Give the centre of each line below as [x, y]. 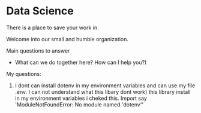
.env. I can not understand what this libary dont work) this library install [103, 91]
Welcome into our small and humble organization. [67, 39]
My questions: [24, 74]
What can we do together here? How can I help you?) [81, 62]
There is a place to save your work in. [52, 28]
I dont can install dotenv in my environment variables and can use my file [105, 85]
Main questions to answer [38, 51]
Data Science [40, 11]
